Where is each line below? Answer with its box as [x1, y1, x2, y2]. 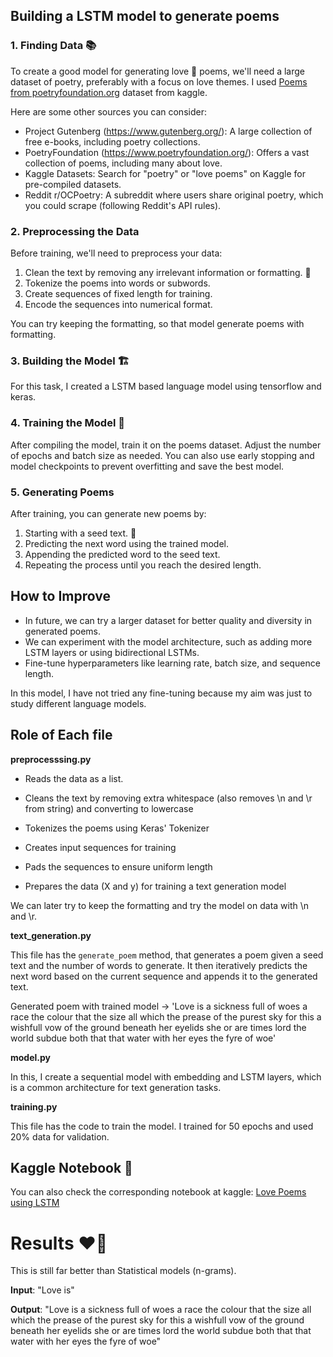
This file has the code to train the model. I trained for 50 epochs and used [10, 1120, 314, 1132]
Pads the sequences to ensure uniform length [24, 860, 213, 873]
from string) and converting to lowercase [24, 802, 194, 814]
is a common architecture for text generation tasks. [10, 1081, 222, 1093]
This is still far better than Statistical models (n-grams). [10, 1265, 237, 1277]
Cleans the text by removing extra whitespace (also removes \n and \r [24, 792, 313, 804]
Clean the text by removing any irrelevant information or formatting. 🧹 [24, 266, 312, 278]
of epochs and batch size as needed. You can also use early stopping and [10, 449, 315, 461]
